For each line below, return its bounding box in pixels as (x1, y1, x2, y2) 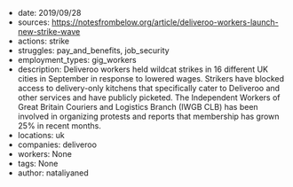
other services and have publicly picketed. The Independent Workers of (17, 92, 281, 103)
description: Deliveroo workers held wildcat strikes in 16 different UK (17, 64, 269, 74)
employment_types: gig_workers (17, 55, 137, 65)
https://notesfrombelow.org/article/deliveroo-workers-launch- (51, 17, 279, 27)
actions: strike (17, 35, 69, 46)
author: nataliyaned (17, 168, 89, 178)
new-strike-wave (17, 27, 81, 36)
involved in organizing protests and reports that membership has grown (17, 111, 280, 121)
